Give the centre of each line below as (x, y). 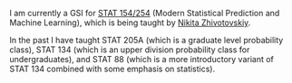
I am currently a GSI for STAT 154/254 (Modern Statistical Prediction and (145, 13)
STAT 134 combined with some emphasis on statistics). (112, 69)
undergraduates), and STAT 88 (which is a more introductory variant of (142, 59)
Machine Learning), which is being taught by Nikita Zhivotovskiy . (130, 23)
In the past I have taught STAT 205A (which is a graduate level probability (146, 40)
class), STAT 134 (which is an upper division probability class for (130, 50)
